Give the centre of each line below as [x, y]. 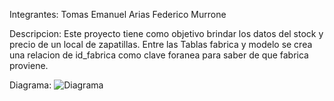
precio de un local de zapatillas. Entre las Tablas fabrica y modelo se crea [161, 44]
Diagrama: [30, 85]
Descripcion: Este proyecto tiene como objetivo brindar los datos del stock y [166, 33]
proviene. [29, 65]
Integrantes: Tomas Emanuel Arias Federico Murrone [118, 14]
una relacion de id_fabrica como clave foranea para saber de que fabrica [159, 55]
